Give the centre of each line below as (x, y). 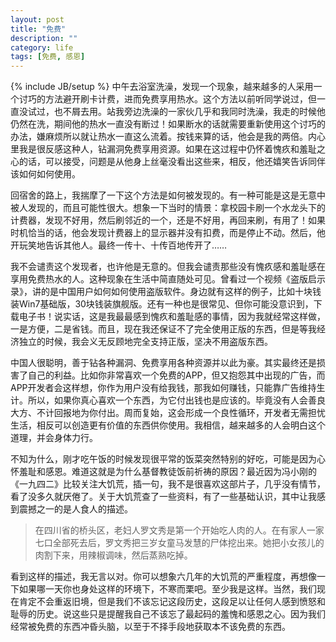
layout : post (37, 19)
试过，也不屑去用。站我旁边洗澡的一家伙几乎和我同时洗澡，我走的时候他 (176, 112)
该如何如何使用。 (45, 174)
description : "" (44, 38)
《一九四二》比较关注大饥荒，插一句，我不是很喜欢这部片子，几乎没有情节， (168, 484)
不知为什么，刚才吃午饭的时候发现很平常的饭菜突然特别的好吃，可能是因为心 (168, 459)
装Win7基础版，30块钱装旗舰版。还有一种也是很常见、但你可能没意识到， (162, 304)
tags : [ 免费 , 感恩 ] (48, 57)
